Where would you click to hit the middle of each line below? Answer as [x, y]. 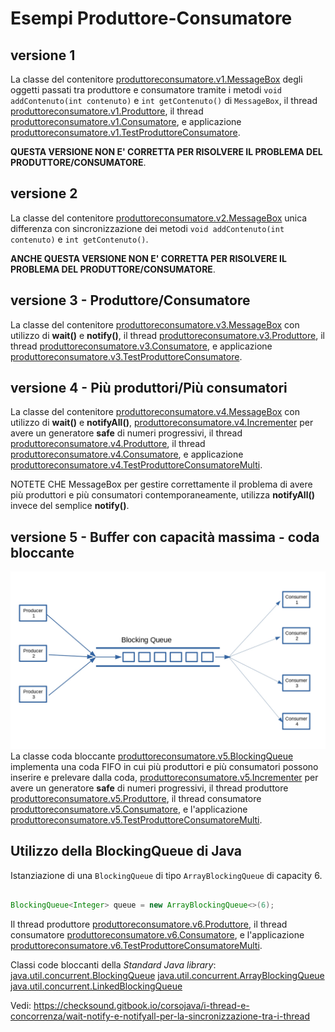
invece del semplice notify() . [70, 506]
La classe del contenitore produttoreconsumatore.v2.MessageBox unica [159, 218]
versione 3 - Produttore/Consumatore [130, 300]
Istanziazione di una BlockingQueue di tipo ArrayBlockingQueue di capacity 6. [166, 875]
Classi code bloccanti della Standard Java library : [113, 965]
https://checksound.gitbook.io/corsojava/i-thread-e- [141, 1006]
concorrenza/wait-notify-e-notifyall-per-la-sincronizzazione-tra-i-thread [160, 1016]
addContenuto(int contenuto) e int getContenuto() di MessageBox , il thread [164, 100]
